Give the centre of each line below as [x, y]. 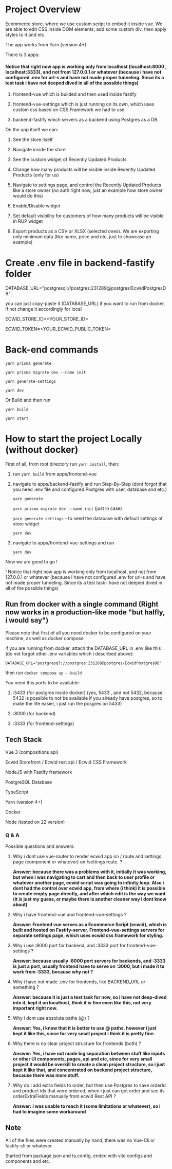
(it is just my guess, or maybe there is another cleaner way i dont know [90, 899]
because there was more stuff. [46, 1075]
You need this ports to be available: [43, 682]
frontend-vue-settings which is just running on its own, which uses [83, 104]
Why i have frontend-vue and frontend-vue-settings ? [70, 914]
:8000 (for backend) [34, 713]
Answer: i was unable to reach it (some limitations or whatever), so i [87, 1106]
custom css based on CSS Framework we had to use [69, 110]
